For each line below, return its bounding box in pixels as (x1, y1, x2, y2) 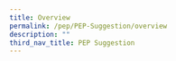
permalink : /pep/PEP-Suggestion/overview (9, 22, 168, 30)
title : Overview (9, 13, 70, 22)
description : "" (9, 30, 70, 39)
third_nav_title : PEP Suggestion (9, 38, 135, 48)
